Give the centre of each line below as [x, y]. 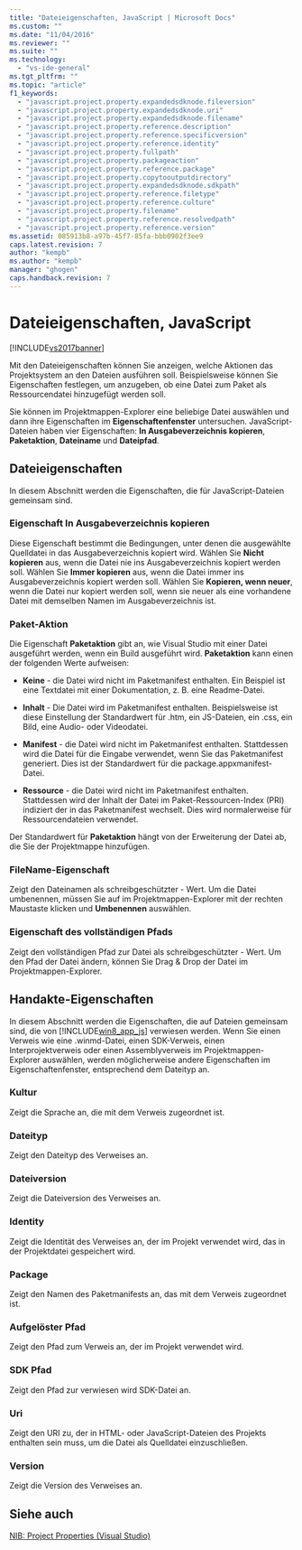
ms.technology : [38, 60]
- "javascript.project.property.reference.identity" [119, 144]
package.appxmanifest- [229, 763]
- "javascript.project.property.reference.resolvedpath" [127, 219]
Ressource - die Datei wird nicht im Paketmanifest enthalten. [136, 790]
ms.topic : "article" [48, 85]
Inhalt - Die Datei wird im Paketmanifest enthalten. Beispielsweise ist [150, 708]
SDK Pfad [31, 1370]
